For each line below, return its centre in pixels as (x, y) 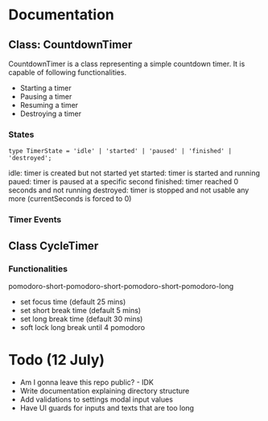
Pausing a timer (46, 97)
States (21, 134)
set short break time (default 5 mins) (80, 310)
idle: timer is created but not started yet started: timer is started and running (134, 173)
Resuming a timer (49, 105)
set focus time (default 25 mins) (73, 301)
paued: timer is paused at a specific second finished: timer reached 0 (124, 182)
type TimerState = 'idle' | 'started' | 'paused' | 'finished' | (120, 151)
